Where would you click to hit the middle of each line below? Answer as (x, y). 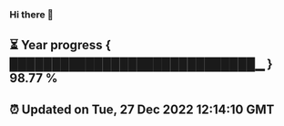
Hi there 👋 (32, 15)
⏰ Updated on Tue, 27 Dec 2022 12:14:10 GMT (142, 109)
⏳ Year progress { (61, 45)
